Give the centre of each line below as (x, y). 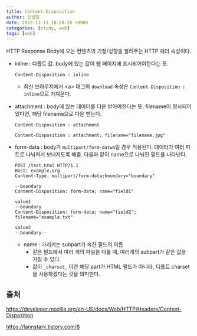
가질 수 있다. (46, 259)
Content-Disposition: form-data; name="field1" (74, 192)
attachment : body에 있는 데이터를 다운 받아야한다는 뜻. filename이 (93, 106)
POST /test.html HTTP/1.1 (46, 166)
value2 (23, 228)
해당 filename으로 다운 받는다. (67, 114)
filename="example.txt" (44, 217)
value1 (23, 202)
